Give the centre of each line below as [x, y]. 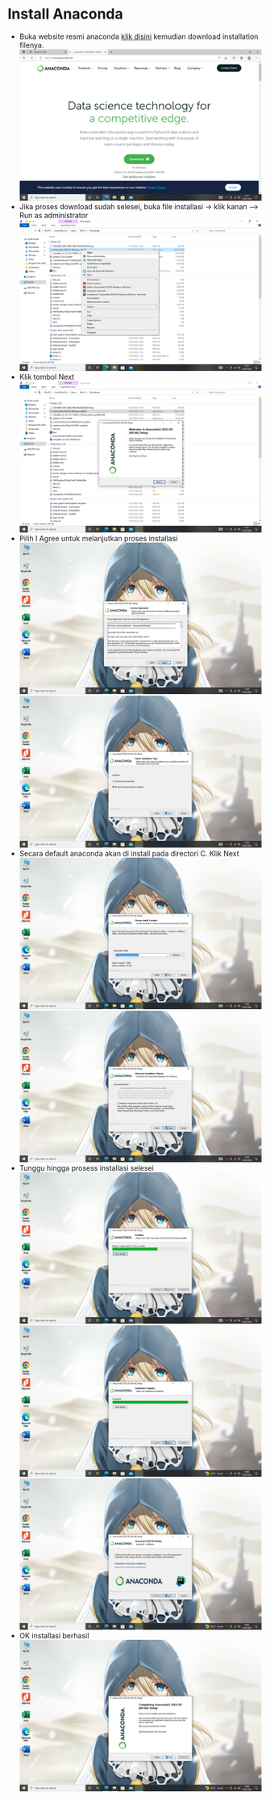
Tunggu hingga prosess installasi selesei [86, 1167]
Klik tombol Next [46, 377]
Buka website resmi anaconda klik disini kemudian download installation [139, 36]
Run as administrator [54, 216]
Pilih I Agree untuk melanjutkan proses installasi [98, 539]
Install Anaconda [66, 14]
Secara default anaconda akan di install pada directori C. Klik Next [129, 853]
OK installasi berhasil [54, 1636]
